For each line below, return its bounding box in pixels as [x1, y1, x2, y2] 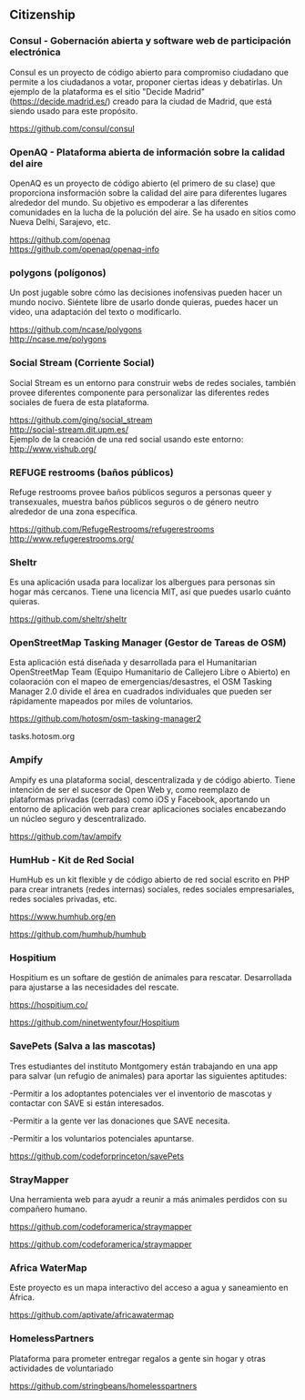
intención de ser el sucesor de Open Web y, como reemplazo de [9, 784, 250, 795]
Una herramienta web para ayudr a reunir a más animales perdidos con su [9, 1193, 288, 1204]
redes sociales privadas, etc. [9, 894, 117, 905]
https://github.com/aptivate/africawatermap [9, 1310, 175, 1321]
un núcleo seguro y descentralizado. [9, 813, 147, 824]
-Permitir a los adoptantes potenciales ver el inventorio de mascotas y [9, 1088, 272, 1099]
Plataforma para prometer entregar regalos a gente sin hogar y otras [9, 1353, 266, 1364]
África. [9, 1292, 35, 1303]
